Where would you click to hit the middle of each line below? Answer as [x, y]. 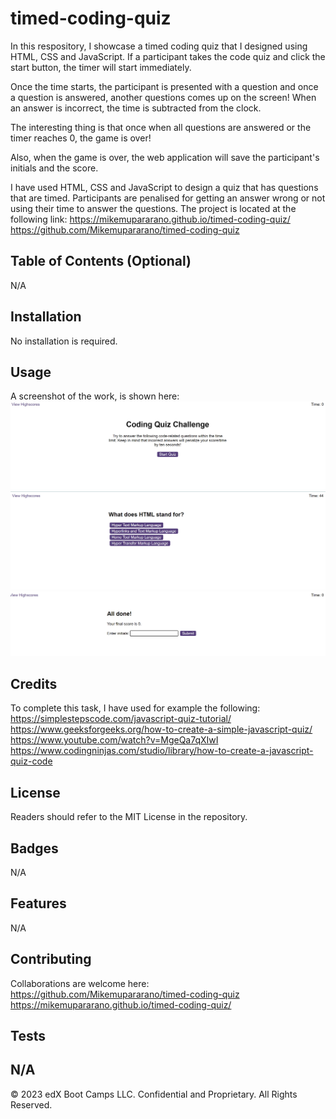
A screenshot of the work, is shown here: [95, 396]
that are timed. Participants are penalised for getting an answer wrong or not [168, 198]
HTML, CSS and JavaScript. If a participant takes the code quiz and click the [168, 56]
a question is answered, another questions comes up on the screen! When [163, 97]
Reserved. [31, 1104]
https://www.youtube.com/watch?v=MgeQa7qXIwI [114, 740]
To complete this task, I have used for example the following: [135, 708]
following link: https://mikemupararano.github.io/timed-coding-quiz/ [150, 219]
